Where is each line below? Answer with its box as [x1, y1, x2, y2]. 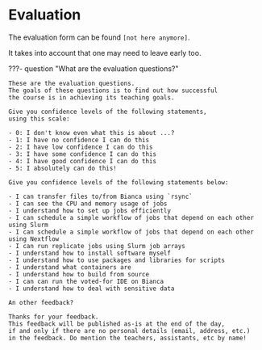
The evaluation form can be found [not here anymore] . [8, 32, 190, 42]
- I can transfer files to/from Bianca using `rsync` [8, 192, 193, 200]
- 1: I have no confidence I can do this [8, 136, 150, 144]
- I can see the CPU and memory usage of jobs [8, 200, 168, 208]
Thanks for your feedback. [8, 313, 99, 321]
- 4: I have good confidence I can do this [8, 157, 157, 165]
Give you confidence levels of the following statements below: [8, 178, 229, 187]
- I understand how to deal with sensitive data [8, 285, 175, 293]
